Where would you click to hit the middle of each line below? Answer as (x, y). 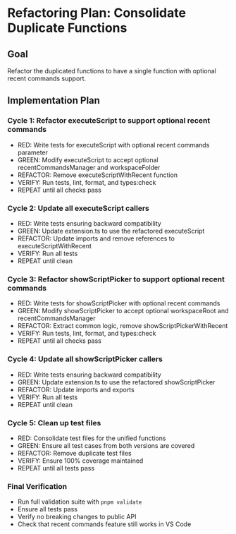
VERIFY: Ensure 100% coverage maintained (80, 461)
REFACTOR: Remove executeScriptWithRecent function (98, 175)
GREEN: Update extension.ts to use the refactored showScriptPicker (116, 382)
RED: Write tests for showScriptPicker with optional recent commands (119, 303)
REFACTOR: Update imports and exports (76, 389)
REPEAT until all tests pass (56, 468)
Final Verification (37, 486)
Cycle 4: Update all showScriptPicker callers (85, 359)
